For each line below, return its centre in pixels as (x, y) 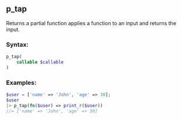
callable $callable (40, 62)
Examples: (21, 83)
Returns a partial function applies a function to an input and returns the (91, 23)
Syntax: (17, 44)
